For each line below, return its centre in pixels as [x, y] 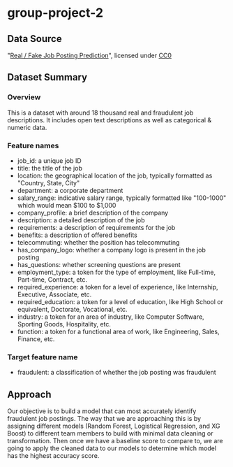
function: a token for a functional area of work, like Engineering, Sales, [118, 331]
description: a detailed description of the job [81, 220]
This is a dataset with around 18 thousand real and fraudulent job [100, 113]
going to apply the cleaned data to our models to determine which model [112, 448]
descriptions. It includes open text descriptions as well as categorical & [110, 120]
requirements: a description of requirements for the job [96, 227]
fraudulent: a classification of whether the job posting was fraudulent [116, 373]
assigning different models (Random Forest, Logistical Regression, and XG [114, 426]
